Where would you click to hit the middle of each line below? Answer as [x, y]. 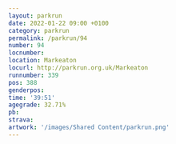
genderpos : [26, 90]
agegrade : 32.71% [37, 105]
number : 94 [26, 46]
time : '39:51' [32, 98]
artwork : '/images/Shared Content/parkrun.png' [89, 127]
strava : [21, 120]
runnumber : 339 [34, 75]
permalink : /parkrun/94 [48, 38]
